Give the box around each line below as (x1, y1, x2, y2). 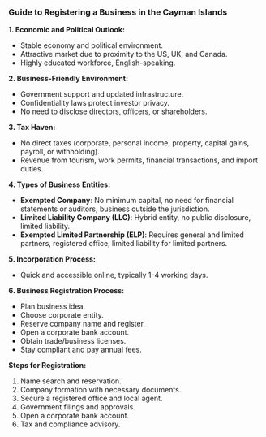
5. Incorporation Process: (8, 254, 96, 264)
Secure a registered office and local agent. (19, 393, 163, 404)
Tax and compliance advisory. (19, 419, 121, 429)
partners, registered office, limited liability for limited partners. (19, 239, 228, 249)
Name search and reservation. (19, 376, 122, 386)
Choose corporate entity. (19, 310, 104, 320)
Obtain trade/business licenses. (19, 336, 127, 346)
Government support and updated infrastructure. (19, 89, 184, 99)
